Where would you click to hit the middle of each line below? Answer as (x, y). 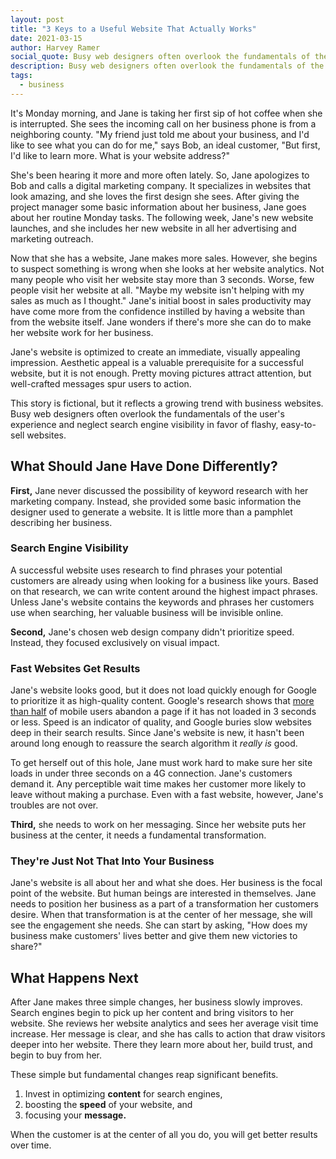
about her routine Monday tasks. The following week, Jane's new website (162, 217)
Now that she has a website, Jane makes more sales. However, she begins (164, 258)
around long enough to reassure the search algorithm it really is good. (154, 743)
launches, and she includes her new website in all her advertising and (153, 228)
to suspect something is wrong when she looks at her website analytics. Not (167, 268)
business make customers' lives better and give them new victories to (154, 936)
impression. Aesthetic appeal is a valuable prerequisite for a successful (157, 362)
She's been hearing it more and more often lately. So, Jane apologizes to (160, 175)
